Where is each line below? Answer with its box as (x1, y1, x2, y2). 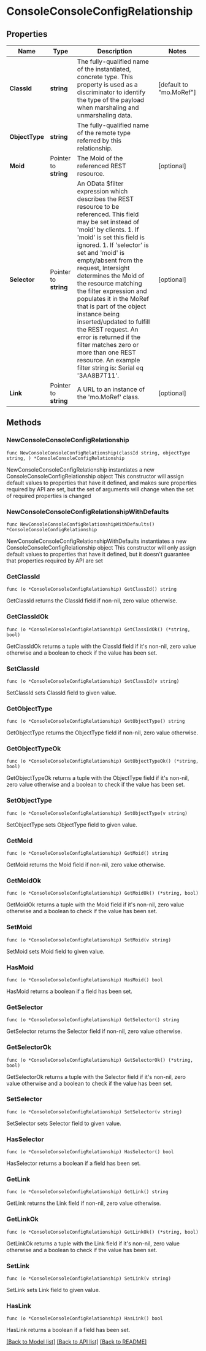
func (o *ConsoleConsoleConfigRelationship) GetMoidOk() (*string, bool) (6, 890, 199, 897)
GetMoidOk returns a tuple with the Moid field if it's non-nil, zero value (6, 901, 185, 908)
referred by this (77, 136, 121, 145)
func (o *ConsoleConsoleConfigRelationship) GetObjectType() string (6, 718, 185, 725)
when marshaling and (77, 103, 139, 112)
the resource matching (77, 279, 142, 287)
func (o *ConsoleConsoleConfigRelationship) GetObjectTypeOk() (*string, (6, 758, 199, 765)
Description (97, 47, 132, 55)
